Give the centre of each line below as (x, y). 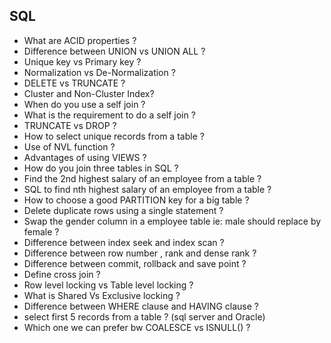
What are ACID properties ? (80, 40)
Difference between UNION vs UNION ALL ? (114, 51)
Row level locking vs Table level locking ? (108, 285)
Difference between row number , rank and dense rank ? (140, 253)
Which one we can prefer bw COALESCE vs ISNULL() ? (137, 327)
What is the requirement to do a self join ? (109, 115)
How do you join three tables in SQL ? (101, 168)
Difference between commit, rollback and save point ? (135, 263)
